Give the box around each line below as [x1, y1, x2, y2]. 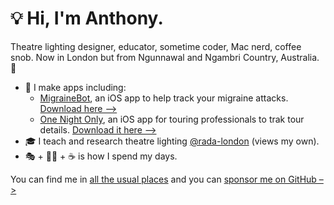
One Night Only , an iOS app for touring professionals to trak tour [39, 113, 305, 125]
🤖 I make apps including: [24, 81, 127, 93]
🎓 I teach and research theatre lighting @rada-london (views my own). [24, 135, 320, 147]
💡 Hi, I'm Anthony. [10, 7, 164, 30]
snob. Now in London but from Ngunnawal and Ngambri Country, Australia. [10, 51, 320, 63]
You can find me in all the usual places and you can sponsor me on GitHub [10, 173, 317, 185]
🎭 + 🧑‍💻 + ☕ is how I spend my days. [24, 150, 178, 162]
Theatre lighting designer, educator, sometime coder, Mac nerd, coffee [10, 40, 302, 52]
